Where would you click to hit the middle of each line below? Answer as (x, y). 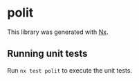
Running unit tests (47, 54)
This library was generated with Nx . (58, 32)
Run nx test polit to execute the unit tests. (70, 70)
